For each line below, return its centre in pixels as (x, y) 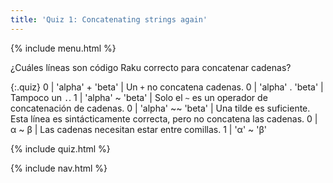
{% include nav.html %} (59, 168)
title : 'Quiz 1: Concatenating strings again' (109, 19)
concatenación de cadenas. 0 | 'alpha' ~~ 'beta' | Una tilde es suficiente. (160, 108)
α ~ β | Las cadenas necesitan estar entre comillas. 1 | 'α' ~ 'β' (138, 129)
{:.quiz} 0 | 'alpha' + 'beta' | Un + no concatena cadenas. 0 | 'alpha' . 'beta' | (167, 87)
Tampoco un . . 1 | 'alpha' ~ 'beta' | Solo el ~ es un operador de (139, 97)
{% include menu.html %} (63, 48)
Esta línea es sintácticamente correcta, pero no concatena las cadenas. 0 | (164, 118)
